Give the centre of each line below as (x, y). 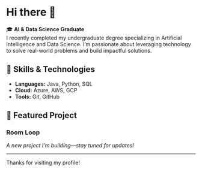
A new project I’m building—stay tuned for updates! (70, 146)
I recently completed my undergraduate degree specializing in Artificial (94, 38)
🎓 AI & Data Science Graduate (45, 29)
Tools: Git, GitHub (37, 96)
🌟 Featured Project (41, 115)
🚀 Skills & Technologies (50, 69)
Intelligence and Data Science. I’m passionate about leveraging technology (99, 44)
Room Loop (23, 132)
